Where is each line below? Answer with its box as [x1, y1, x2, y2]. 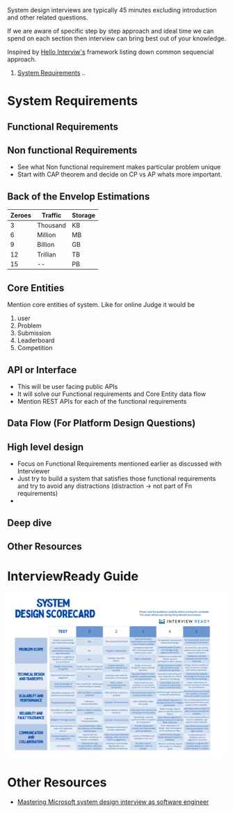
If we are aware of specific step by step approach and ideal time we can [7, 27, 214, 35]
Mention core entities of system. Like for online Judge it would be [7, 301, 195, 309]
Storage [72, 211, 96, 219]
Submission [17, 329, 51, 337]
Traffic [41, 211, 62, 219]
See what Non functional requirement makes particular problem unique [17, 163, 221, 172]
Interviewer [17, 467, 50, 476]
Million [37, 231, 56, 239]
